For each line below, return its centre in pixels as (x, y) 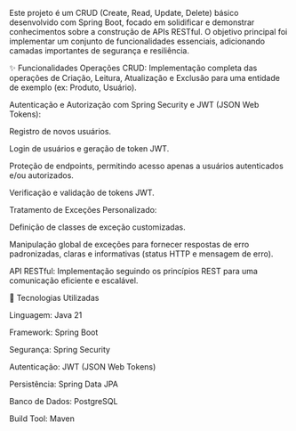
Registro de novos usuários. (60, 131)
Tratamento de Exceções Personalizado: (83, 210)
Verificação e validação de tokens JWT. (82, 192)
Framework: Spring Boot (54, 332)
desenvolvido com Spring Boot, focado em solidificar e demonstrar (132, 22)
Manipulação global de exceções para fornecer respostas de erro (129, 244)
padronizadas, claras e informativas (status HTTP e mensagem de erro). (141, 254)
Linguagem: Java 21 (46, 315)
